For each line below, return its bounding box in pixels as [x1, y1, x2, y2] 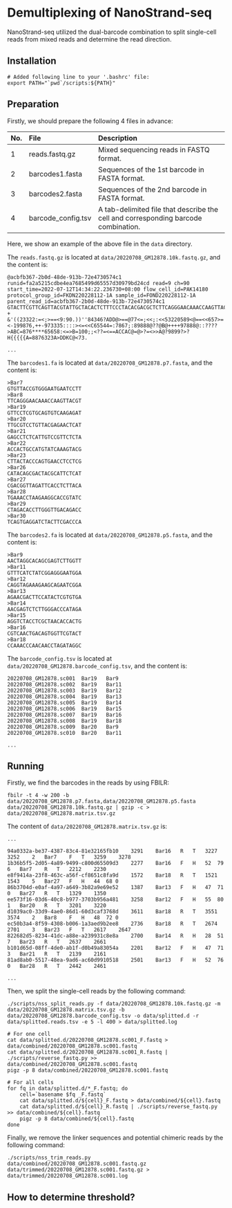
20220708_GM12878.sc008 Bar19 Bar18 [7, 717, 122, 724]
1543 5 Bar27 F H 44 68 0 [7, 878, 119, 885]
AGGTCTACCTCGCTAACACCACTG [7, 618, 81, 625]
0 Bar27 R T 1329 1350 [7, 890, 107, 897]
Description [97, 133, 138, 143]
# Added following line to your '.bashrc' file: [7, 73, 150, 80]
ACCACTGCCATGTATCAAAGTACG [7, 446, 81, 452]
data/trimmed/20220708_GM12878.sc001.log [7, 1173, 128, 1180]
